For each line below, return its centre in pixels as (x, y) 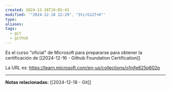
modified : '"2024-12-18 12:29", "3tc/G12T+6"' (55, 15)
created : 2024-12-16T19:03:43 (37, 10)
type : (11, 19)
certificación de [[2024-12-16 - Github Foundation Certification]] (73, 58)
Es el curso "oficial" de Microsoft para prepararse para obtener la (74, 52)
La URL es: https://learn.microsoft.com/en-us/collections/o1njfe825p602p (83, 67)
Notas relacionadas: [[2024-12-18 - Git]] (48, 82)
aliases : (15, 24)
